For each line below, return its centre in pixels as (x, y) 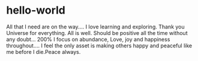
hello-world (36, 10)
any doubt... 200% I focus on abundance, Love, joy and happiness (88, 39)
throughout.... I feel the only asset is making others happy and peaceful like (99, 46)
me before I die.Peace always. (43, 52)
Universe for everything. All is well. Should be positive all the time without (97, 33)
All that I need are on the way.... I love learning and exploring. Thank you (95, 27)
